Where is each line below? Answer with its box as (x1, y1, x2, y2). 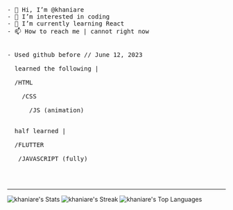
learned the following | (14, 65, 99, 72)
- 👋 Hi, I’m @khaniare (7, 6, 85, 13)
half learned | (14, 128, 66, 134)
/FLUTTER (14, 141, 44, 148)
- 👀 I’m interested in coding (7, 13, 110, 20)
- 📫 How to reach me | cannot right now (7, 28, 149, 35)
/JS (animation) (28, 107, 85, 114)
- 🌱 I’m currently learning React (7, 20, 125, 27)
